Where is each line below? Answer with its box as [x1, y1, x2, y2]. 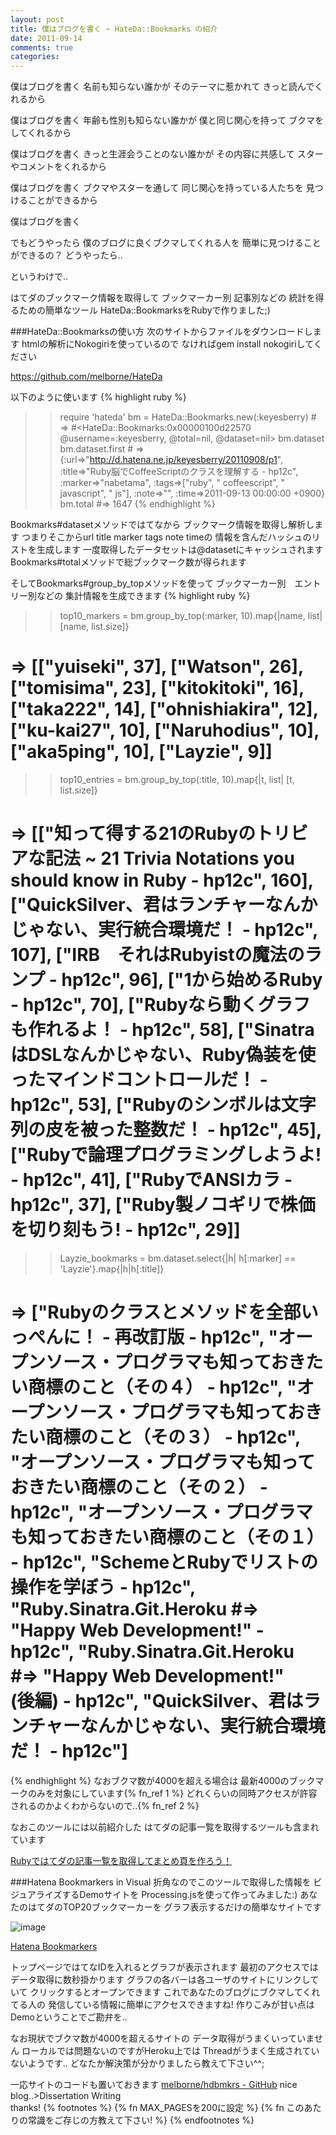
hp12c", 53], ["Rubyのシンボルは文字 [10, 1094, 317, 1116]
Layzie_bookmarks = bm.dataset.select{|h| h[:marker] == [59, 1252, 297, 1264]
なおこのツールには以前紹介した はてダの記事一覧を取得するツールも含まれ [10, 1821, 320, 1833]
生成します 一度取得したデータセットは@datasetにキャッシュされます [36, 544, 324, 556]
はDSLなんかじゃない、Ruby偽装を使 [10, 1044, 317, 1066]
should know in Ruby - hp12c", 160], [10, 869, 314, 892]
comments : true [10, 42, 74, 53]
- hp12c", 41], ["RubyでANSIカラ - [10, 1169, 293, 1191]
